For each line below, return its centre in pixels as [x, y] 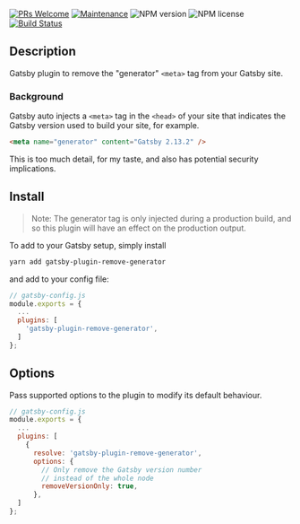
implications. [33, 168]
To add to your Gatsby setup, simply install [88, 245]
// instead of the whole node [98, 478]
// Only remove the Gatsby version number [122, 470]
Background [37, 96]
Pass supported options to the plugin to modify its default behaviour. [136, 395]
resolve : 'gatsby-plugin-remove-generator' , [117, 453]
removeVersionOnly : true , [90, 486]
